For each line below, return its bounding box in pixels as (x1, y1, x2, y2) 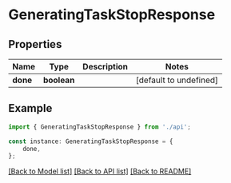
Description (82, 62, 129, 72)
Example (8, 101, 53, 115)
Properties (8, 38, 62, 51)
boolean (42, 74, 75, 86)
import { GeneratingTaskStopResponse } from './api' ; (8, 122, 192, 131)
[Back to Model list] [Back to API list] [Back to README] (8, 166, 192, 177)
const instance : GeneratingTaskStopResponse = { (8, 137, 173, 145)
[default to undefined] (135, 74, 218, 86)
